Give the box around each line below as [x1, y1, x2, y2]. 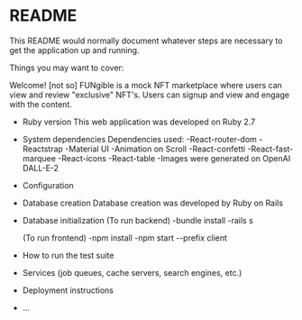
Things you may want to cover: [9, 62, 124, 73]
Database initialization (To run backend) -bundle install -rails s [22, 215, 254, 225]
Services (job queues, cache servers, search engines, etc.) [22, 267, 243, 278]
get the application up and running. [9, 44, 140, 55]
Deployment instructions [22, 285, 114, 296]
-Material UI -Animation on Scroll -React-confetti [64, 143, 246, 154]
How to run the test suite [22, 250, 114, 261]
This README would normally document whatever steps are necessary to [9, 35, 283, 46]
